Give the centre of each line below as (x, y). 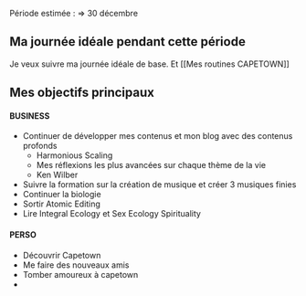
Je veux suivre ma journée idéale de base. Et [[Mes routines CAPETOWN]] (149, 64)
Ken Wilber (57, 175)
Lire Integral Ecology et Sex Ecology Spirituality (111, 214)
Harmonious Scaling (74, 155)
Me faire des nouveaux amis (76, 265)
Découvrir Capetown (62, 255)
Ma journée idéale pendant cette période (128, 42)
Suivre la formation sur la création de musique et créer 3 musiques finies (159, 185)
